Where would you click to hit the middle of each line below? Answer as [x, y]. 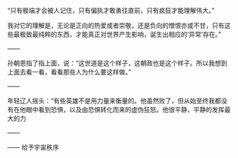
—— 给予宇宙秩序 [33, 147]
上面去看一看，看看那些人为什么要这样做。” [69, 72]
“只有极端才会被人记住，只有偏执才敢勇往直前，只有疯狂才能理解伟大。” [111, 10]
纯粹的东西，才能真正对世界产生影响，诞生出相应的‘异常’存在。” [130, 34]
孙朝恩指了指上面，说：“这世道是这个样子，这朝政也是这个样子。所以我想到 [118, 63]
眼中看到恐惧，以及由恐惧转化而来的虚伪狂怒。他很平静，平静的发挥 [125, 109]
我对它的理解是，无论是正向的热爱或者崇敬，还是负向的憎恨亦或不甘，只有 [116, 26]
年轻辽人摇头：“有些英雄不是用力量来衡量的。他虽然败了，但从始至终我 [111, 101]
